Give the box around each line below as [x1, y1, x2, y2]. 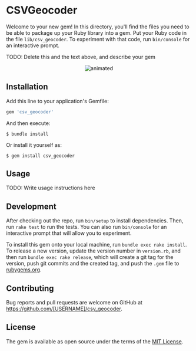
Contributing [6, 283, 54, 293]
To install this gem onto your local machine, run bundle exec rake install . [6, 241, 187, 248]
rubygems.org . [6, 266, 42, 273]
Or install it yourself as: [6, 141, 62, 148]
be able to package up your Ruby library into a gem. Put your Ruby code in [6, 29, 187, 36]
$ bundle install [6, 131, 49, 137]
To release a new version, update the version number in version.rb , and [6, 247, 181, 254]
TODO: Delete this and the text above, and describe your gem [6, 53, 156, 60]
